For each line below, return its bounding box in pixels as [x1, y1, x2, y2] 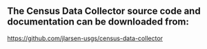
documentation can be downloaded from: [7, 16, 190, 28]
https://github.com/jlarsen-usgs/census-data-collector [7, 34, 164, 42]
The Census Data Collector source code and [7, 5, 201, 17]
